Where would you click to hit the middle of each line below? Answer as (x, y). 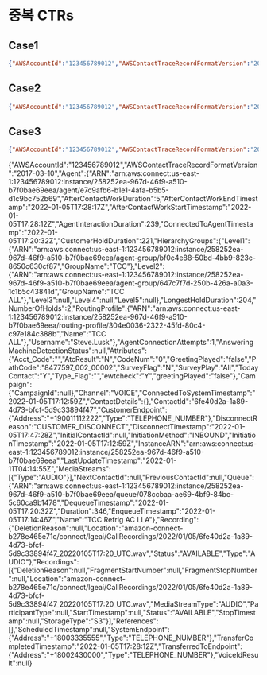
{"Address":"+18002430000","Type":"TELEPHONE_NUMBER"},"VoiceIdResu (133, 655)
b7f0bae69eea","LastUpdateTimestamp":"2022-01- (93, 460)
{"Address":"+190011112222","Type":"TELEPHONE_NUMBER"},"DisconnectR (133, 418)
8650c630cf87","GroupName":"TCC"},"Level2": (87, 266)
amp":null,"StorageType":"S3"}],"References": (83, 621)
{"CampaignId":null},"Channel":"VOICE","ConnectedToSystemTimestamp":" (132, 393)
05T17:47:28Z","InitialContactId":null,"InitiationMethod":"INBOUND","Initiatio (132, 435)
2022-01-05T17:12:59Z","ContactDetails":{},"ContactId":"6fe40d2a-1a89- (128, 402)
